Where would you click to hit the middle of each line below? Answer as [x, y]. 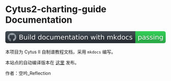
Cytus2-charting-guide [56, 9]
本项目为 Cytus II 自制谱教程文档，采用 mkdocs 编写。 [61, 52]
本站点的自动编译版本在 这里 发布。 [42, 63]
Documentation [39, 20]
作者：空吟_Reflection [28, 73]
